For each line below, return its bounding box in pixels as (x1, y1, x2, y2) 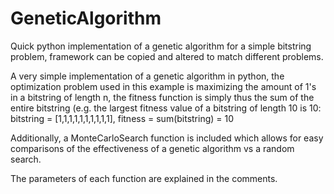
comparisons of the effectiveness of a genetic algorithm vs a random (10, 142, 295, 154)
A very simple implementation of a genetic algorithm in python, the (10, 70, 285, 82)
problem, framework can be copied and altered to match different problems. (10, 50, 324, 62)
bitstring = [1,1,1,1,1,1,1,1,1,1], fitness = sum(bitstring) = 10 (10, 112, 235, 124)
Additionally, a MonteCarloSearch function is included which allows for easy (10, 132, 324, 144)
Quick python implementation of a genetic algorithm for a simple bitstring (10, 40, 312, 52)
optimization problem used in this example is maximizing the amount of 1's (10, 80, 317, 92)
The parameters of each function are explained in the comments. (10, 172, 278, 184)
